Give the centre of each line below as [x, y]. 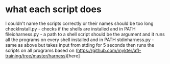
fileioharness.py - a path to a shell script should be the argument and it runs [85, 34]
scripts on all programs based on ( [41, 50]
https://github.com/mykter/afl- [109, 50]
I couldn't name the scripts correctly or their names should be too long [80, 23]
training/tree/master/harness [35, 56]
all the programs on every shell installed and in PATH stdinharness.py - [80, 40]
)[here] [73, 56]
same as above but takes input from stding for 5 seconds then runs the [80, 45]
